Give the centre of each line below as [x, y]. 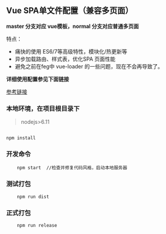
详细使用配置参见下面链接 [38, 79]
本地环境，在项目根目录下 [43, 108]
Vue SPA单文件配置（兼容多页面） [70, 11]
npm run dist [33, 196]
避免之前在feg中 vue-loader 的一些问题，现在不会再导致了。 [89, 66]
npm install [21, 138]
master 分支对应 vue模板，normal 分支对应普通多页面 [73, 26]
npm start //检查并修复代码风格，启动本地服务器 [72, 168]
